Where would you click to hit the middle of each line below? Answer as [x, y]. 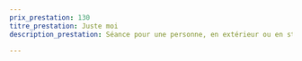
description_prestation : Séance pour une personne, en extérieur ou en [146, 34]
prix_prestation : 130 [50, 17]
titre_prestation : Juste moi [64, 26]
